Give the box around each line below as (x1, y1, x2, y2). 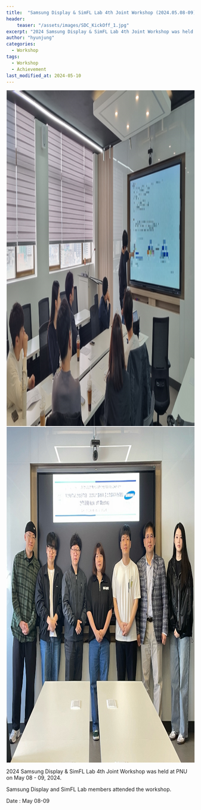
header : (6, 16, 26, 22)
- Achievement (11, 66, 47, 72)
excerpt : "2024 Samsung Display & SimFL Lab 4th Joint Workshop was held (6, 29, 194, 35)
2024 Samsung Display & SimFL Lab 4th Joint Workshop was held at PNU (6, 768, 188, 775)
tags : (6, 54, 20, 60)
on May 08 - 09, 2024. (6, 774, 61, 781)
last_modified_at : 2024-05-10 (6, 72, 82, 79)
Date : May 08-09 (6, 797, 50, 805)
